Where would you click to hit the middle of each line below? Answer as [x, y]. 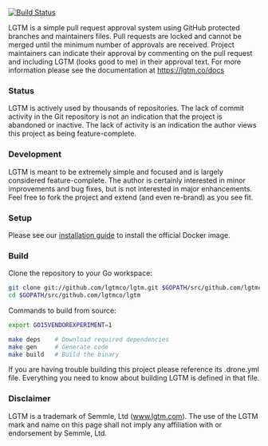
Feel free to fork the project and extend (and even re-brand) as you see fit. [131, 197]
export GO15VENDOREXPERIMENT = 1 [60, 325]
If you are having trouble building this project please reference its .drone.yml [134, 369]
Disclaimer [30, 399]
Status [21, 90]
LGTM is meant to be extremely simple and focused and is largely [116, 172]
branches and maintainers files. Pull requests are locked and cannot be [125, 36]
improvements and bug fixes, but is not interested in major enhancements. [130, 188]
